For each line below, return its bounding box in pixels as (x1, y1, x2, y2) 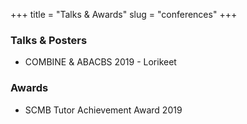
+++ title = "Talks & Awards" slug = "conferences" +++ (10, 9, 238, 20)
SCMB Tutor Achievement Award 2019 (24, 104, 183, 116)
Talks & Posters (10, 33, 88, 47)
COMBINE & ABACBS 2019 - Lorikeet (24, 56, 177, 68)
